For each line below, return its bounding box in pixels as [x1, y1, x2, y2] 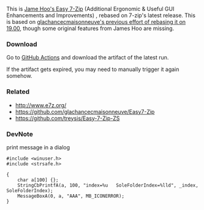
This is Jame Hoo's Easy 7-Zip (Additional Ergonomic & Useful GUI [6, 6, 175, 12]
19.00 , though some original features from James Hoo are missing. [6, 24, 175, 32]
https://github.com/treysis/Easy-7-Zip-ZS [15, 114, 120, 122]
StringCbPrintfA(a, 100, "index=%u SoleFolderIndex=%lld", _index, [17, 182, 199, 189]
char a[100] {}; [17, 177, 59, 183]
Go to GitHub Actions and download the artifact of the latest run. [6, 54, 169, 61]
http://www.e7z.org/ [15, 101, 67, 109]
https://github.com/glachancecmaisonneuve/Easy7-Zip [15, 108, 155, 115]
